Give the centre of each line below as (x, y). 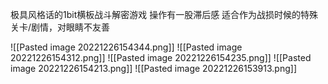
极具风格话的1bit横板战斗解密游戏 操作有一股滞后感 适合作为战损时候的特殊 (164, 14)
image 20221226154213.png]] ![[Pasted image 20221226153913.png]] (154, 68)
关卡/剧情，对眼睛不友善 (60, 27)
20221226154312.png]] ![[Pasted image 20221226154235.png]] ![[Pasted (161, 57)
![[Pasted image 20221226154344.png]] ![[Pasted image (126, 47)
